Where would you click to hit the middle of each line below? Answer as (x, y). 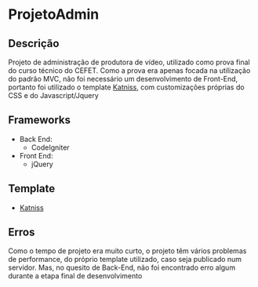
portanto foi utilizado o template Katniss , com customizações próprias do (126, 87)
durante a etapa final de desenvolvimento (75, 276)
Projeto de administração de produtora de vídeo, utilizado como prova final (129, 62)
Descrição (34, 44)
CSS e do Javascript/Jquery (54, 95)
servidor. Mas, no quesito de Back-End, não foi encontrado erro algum (122, 267)
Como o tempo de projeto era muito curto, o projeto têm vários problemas (127, 251)
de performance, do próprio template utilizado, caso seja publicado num (125, 260)
